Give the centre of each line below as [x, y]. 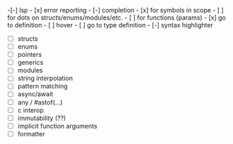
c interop [30, 110]
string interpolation [45, 78]
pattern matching [43, 86]
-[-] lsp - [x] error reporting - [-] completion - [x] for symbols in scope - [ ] [115, 10]
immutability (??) [42, 118]
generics [30, 63]
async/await [35, 94]
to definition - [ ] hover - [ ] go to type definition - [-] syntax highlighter [110, 25]
